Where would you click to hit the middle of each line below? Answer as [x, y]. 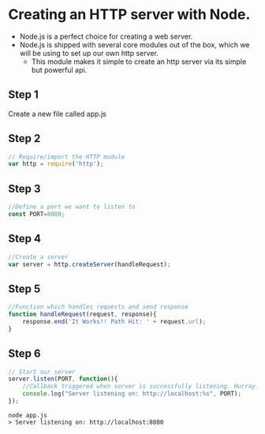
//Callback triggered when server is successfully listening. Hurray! [141, 387]
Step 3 [24, 188]
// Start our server [42, 372]
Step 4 [25, 239]
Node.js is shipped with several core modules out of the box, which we [134, 44]
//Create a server [38, 257]
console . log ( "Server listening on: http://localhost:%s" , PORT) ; [132, 394]
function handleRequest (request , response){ [82, 314]
